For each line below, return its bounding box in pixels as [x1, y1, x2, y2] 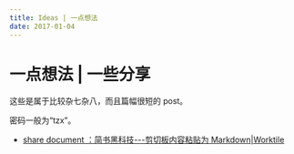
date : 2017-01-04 [9, 22, 76, 31]
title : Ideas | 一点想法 [9, 13, 98, 23]
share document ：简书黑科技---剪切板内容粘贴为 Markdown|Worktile [22, 134, 285, 146]
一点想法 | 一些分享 [9, 64, 151, 85]
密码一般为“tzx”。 [9, 115, 76, 126]
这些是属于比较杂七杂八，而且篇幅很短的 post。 [9, 96, 188, 107]
